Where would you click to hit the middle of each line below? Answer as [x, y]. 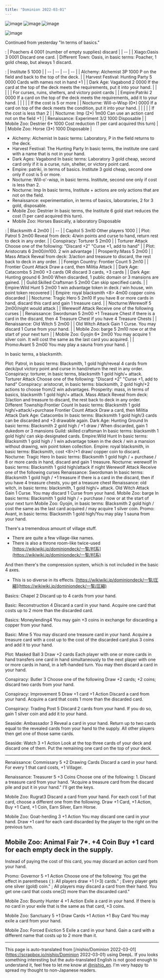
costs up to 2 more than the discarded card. [49, 610]
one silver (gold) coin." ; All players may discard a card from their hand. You [81, 886]
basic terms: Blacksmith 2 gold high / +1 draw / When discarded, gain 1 [76, 425]
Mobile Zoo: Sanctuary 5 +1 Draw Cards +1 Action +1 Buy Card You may [77, 916]
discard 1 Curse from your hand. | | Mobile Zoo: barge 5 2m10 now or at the [81, 329]
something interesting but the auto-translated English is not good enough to [81, 960]
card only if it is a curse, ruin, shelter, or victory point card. [71, 164]
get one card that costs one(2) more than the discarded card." [68, 892]
